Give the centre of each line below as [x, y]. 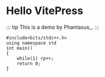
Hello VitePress [45, 11]
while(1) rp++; [35, 58]
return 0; [29, 63]
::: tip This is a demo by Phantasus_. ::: [52, 27]
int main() [19, 48]
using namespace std [32, 43]
